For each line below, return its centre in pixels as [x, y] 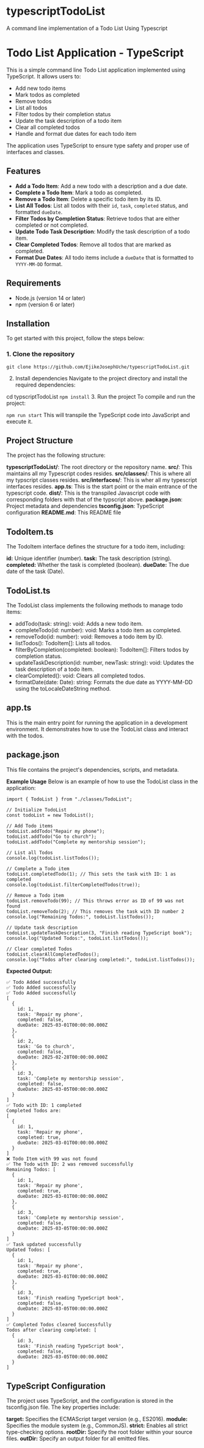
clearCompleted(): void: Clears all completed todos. [80, 676]
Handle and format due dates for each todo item [76, 133]
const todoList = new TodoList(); [50, 815]
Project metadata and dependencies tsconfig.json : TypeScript [85, 506]
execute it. [20, 421]
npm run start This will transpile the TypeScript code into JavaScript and [98, 415]
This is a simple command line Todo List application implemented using [96, 70]
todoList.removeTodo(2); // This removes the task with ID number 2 [95, 911]
